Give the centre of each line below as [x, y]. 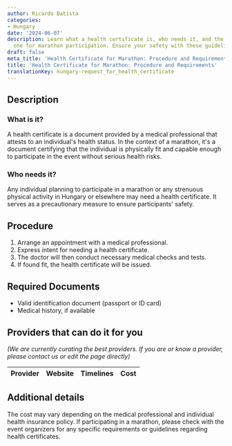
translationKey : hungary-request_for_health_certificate [91, 71]
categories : [24, 20]
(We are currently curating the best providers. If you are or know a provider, [115, 349]
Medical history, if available [56, 311]
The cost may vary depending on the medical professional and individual [110, 414]
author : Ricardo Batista [43, 14]
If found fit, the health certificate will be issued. [84, 265]
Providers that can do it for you [75, 332]
